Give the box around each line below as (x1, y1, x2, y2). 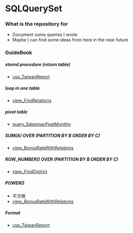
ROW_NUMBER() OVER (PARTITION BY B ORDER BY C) (5, 156, 119, 162)
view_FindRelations (12, 98, 52, 103)
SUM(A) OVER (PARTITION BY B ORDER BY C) (5, 133, 100, 138)
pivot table (5, 109, 28, 115)
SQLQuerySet (5, 3, 63, 14)
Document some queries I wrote (12, 32, 78, 37)
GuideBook (5, 49, 33, 56)
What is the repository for (5, 21, 68, 28)
